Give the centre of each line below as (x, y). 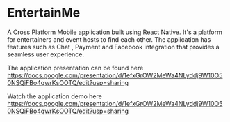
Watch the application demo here (55, 96)
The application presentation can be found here (75, 68)
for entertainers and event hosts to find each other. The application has (109, 39)
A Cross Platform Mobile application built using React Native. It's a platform (115, 32)
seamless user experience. (46, 54)
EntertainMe (44, 13)
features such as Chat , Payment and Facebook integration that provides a (114, 47)
